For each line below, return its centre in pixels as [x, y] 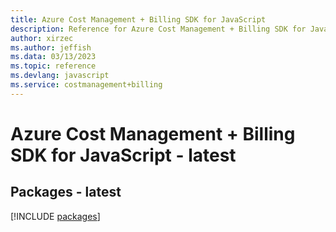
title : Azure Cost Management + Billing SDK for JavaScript [138, 19]
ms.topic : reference [53, 66]
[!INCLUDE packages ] [55, 216]
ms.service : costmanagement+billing [86, 85]
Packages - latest [66, 192]
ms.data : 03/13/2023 [53, 57]
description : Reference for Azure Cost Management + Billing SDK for [158, 29]
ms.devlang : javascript [60, 76]
